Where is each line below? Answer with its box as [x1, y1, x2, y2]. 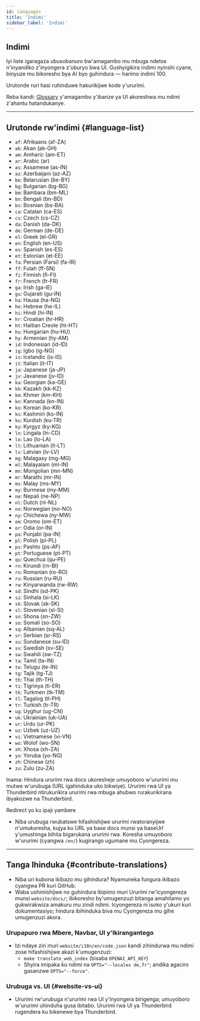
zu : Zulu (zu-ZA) [14, 764, 55, 772]
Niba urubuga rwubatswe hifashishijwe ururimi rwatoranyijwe [14, 818, 165, 825]
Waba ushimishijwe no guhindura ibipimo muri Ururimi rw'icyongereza [14, 888, 187, 895]
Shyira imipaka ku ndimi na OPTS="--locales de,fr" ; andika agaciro [23, 961, 189, 968]
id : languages [6, 8, 42, 15]
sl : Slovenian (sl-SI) [14, 607, 64, 613]
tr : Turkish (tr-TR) [14, 701, 60, 708]
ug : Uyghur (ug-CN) [14, 708, 64, 714]
